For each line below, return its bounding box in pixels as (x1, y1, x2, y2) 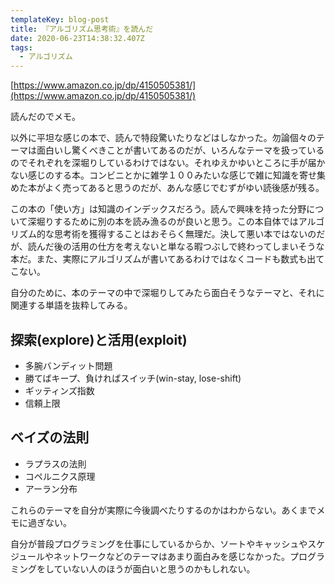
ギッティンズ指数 (24, 384, 95, 396)
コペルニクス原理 (24, 470, 96, 482)
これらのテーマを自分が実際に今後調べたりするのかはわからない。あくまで (10, 504, 317, 516)
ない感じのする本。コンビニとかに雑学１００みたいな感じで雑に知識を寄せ (10, 169, 317, 181)
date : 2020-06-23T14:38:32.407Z (10, 33, 145, 43)
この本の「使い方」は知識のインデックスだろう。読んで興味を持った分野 (10, 203, 307, 215)
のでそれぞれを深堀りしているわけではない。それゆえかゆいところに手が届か (10, 157, 326, 169)
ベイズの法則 (10, 429, 90, 446)
